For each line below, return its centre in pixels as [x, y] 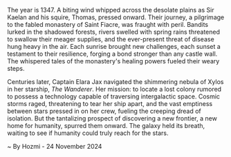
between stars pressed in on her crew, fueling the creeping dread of [104, 111]
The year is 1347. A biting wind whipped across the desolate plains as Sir [111, 10]
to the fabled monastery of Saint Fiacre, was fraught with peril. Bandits [108, 24]
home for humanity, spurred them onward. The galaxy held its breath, [106, 126]
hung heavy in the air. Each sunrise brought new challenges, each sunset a [114, 46]
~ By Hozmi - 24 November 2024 [55, 146]
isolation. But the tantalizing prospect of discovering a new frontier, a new [112, 118]
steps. [16, 69]
